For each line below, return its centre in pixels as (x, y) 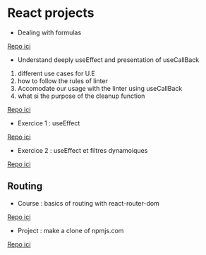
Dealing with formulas (49, 32)
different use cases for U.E (56, 73)
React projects (51, 13)
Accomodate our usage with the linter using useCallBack (100, 88)
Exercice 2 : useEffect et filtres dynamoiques (83, 150)
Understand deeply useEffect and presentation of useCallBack (108, 60)
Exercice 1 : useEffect (49, 123)
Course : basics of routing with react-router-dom (89, 203)
